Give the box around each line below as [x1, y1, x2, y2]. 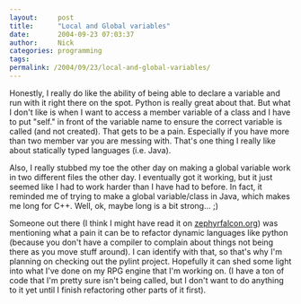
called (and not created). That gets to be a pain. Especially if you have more [9, 126, 290, 136]
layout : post [9, 13, 75, 22]
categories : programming [9, 47, 102, 56]
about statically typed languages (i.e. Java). [9, 144, 172, 155]
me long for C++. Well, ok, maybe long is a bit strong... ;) [9, 200, 218, 211]
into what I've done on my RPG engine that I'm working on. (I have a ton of [9, 265, 285, 276]
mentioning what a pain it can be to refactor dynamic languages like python [9, 227, 288, 238]
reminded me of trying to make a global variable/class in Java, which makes [9, 190, 290, 202]
